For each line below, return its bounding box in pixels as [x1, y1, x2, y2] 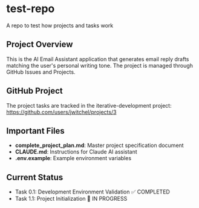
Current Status [6, 172, 64, 183]
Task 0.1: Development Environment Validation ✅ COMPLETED [15, 188, 171, 195]
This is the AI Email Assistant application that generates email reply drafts [6, 55, 189, 62]
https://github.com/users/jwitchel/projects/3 [6, 108, 117, 115]
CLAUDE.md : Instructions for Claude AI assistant [15, 148, 137, 155]
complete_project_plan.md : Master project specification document [15, 141, 184, 149]
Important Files [6, 126, 65, 136]
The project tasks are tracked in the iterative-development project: [6, 102, 172, 109]
